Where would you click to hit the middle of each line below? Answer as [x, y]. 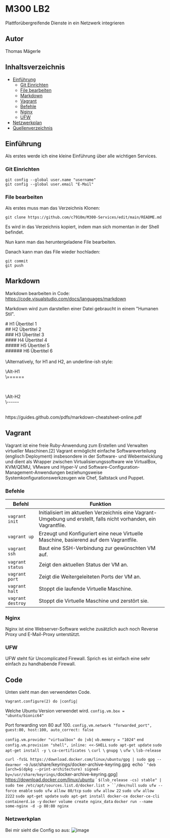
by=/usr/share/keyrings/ [31, 775]
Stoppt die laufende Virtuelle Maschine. [86, 589]
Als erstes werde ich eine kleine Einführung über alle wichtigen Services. [81, 156]
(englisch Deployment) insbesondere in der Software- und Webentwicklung [84, 456]
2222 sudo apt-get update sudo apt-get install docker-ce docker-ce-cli [82, 796]
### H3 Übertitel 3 [25, 334]
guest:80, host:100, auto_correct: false [50, 730]
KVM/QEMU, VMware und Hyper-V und [46, 467]
